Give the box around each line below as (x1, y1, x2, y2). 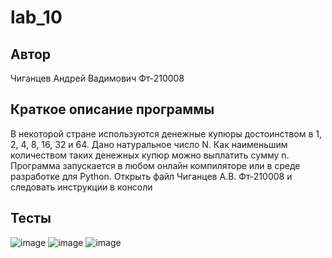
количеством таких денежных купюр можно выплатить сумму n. (10, 149, 290, 161)
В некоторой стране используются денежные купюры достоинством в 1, (10, 127, 323, 140)
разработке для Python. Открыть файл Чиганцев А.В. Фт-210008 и (10, 170, 293, 182)
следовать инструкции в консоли (10, 181, 153, 193)
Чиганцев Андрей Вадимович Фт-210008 (10, 72, 185, 84)
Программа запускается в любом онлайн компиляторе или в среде (10, 159, 301, 171)
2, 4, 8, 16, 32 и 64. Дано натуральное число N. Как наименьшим (10, 138, 288, 150)
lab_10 (10, 6, 63, 29)
